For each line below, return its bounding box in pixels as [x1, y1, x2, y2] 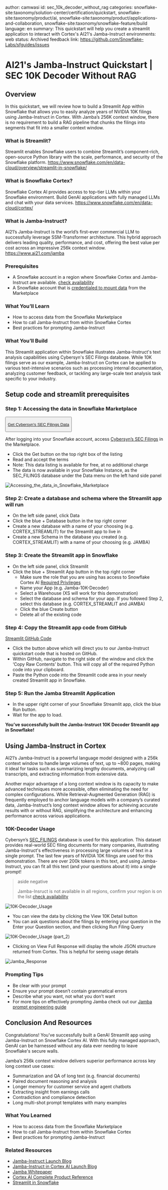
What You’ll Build [5, 337, 48, 344]
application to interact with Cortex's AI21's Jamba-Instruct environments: [5, 31, 156, 37]
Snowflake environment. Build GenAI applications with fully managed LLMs [5, 194, 160, 200]
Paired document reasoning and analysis [12, 1078, 97, 1084]
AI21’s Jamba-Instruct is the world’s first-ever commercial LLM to [5, 228, 140, 234]
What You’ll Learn [5, 303, 50, 310]
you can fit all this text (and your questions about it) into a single [23, 863, 156, 869]
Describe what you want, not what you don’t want [12, 993, 115, 999]
